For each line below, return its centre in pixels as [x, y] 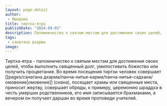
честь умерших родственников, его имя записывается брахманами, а [80, 93]
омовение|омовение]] [29, 82]
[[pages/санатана [24, 77]
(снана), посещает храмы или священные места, [106, 82]
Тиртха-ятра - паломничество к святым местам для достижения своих [82, 61]
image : [12, 47]
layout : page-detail [27, 10]
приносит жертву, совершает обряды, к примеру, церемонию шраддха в [84, 87]
